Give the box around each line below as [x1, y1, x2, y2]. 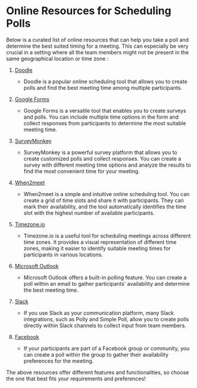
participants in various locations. [23, 251, 104, 258]
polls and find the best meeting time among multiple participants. [23, 84, 182, 91]
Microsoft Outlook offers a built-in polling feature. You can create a [23, 273, 187, 281]
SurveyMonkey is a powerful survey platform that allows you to [23, 149, 177, 156]
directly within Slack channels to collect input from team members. [23, 322, 186, 329]
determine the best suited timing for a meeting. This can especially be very [6, 43, 189, 50]
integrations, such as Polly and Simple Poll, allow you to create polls [23, 315, 189, 322]
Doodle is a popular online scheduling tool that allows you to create [23, 78, 188, 85]
